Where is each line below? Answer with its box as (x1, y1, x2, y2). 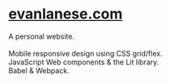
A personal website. (8, 31, 75, 41)
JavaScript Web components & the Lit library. (8, 57, 159, 67)
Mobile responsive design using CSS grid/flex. (8, 48, 164, 58)
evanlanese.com (8, 5, 123, 23)
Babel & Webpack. (8, 65, 70, 75)
